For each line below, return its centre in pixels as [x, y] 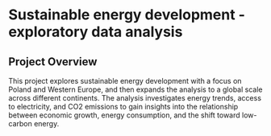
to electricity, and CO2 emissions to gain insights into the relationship [123, 107]
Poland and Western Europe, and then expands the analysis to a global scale [135, 89]
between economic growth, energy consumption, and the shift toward [124, 115]
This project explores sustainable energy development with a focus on [125, 81]
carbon [20, 124]
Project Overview [53, 62]
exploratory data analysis [96, 32]
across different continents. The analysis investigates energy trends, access [135, 98]
